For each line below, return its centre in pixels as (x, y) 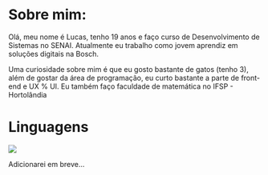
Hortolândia (28, 94)
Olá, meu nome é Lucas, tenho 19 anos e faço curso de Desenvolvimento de (134, 37)
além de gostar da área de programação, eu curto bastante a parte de (124, 78)
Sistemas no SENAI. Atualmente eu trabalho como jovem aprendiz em (123, 45)
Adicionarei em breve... (47, 164)
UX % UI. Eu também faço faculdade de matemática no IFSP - (132, 86)
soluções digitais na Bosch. (53, 54)
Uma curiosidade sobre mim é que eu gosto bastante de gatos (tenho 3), (128, 69)
